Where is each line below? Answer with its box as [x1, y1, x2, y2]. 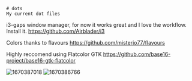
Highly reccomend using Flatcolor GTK [6, 51, 102, 58]
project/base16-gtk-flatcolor [6, 57, 76, 64]
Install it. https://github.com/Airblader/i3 [6, 27, 105, 35]
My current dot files [6, 11, 61, 17]
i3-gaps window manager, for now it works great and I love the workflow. [6, 21, 187, 28]
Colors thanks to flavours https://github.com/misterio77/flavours [6, 39, 165, 46]
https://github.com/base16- [103, 51, 171, 58]
